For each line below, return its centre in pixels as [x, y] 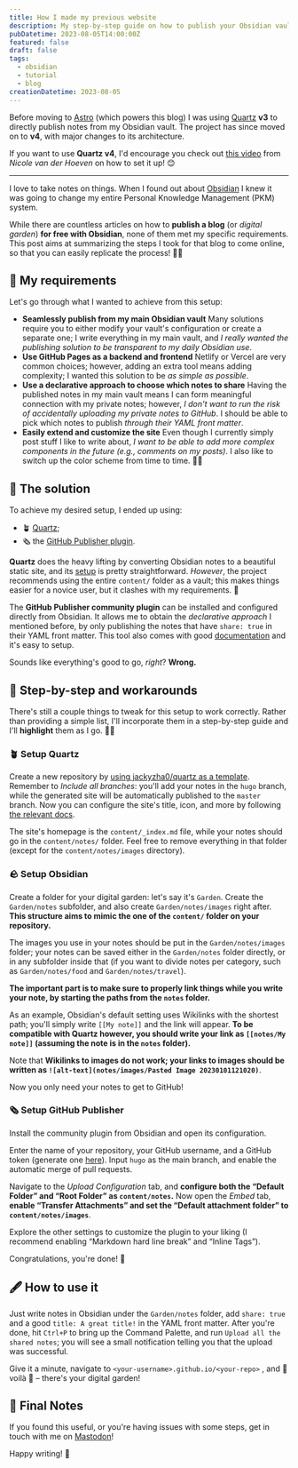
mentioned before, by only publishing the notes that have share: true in [141, 626]
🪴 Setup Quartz [44, 754]
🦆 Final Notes [47, 1406]
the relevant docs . [42, 815]
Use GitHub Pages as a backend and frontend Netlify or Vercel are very [154, 357]
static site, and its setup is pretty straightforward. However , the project [138, 571]
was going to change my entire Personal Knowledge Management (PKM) [142, 197]
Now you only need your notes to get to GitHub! [96, 1087]
